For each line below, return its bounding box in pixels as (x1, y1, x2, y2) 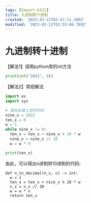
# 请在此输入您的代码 (5, 108, 44, 113)
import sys (5, 98, 28, 104)
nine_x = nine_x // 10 (10, 136, 58, 141)
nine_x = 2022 (5, 112, 36, 118)
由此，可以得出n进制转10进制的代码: (5, 160, 81, 167)
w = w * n (10, 188, 31, 194)
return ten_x (10, 193, 38, 198)
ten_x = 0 (5, 117, 26, 123)
